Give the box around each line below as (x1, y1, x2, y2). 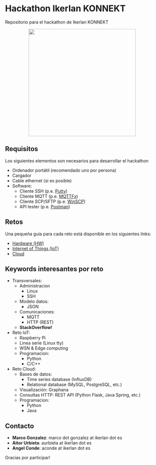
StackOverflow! (19, 325, 53, 331)
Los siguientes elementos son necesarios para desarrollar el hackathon (5, 157, 149, 164)
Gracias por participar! (5, 455, 50, 461)
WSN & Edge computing (19, 345, 68, 351)
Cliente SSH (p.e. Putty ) (19, 188, 67, 194)
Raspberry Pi (19, 335, 46, 341)
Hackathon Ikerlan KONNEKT (5, 3, 126, 14)
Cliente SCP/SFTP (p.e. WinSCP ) (19, 199, 86, 204)
